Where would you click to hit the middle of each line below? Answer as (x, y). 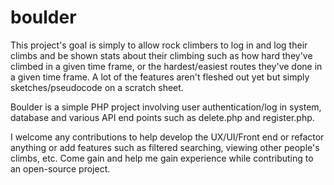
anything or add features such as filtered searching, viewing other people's (165, 147)
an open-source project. (60, 168)
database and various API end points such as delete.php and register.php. (162, 117)
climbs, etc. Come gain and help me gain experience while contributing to (162, 158)
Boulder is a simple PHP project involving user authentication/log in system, (166, 107)
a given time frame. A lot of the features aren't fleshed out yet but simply (160, 77)
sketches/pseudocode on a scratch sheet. (97, 87)
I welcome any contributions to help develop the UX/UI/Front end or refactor (167, 137)
